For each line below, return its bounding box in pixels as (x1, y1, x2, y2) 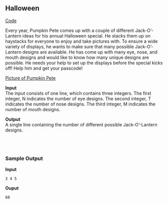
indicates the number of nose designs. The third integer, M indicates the (5, 101, 156, 107)
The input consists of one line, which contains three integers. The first (5, 90, 152, 96)
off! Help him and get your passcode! (5, 65, 83, 71)
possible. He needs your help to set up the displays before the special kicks (5, 59, 163, 65)
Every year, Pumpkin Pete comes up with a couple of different (5, 27, 134, 33)
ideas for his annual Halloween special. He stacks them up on (22, 32, 151, 39)
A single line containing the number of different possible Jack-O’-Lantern (5, 121, 158, 127)
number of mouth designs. (5, 106, 61, 112)
